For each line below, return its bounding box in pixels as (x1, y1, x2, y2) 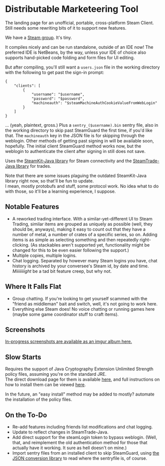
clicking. (12, 242, 30, 248)
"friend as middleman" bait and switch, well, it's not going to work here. (12, 301, 158, 307)
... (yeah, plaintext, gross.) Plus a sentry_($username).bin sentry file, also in (5, 122, 159, 128)
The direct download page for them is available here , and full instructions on (5, 376, 160, 383)
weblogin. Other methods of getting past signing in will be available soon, (5, 138, 154, 143)
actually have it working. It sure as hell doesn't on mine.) (12, 445, 127, 451)
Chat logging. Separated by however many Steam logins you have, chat (12, 257, 158, 263)
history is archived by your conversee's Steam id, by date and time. (12, 263, 149, 269)
